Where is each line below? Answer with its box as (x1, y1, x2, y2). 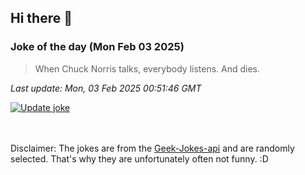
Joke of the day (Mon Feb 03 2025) (10, 40, 185, 54)
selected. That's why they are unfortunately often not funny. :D (10, 152, 269, 165)
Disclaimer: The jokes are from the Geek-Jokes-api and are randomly (10, 142, 295, 154)
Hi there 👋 (10, 10, 73, 27)
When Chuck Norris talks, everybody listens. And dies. (34, 62, 261, 75)
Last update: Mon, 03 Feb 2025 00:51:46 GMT (10, 82, 202, 94)
